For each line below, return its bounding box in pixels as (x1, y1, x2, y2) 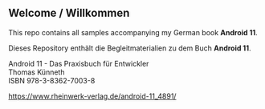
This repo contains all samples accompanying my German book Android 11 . (8, 27, 259, 37)
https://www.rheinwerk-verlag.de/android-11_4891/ (8, 91, 177, 101)
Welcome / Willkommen (8, 6, 130, 20)
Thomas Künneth (8, 67, 65, 77)
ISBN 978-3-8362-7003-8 (8, 75, 96, 85)
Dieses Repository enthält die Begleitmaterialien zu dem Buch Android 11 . (8, 43, 251, 53)
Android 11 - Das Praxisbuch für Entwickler (8, 59, 149, 68)
